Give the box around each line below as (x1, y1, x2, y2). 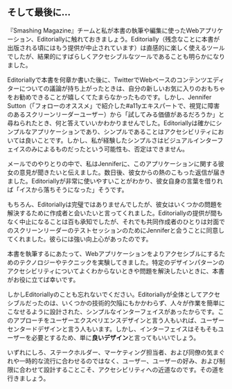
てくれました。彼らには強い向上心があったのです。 (7, 235, 152, 243)
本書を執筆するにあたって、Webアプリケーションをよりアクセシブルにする (7, 249, 220, 257)
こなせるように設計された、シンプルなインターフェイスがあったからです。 (7, 307, 218, 316)
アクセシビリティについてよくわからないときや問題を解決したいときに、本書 (7, 266, 225, 275)
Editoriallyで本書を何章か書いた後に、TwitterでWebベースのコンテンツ (7, 75, 207, 84)
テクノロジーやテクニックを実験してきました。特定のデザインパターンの (19, 258, 225, 266)
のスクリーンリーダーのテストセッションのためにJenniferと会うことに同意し (7, 226, 225, 234)
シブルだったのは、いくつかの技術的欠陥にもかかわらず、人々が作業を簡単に (7, 298, 225, 307)
